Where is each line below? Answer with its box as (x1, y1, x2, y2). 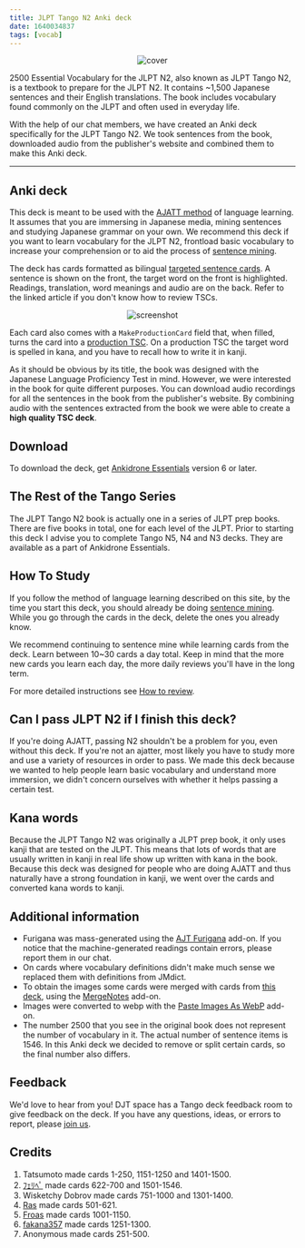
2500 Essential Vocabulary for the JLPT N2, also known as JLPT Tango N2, (9, 73, 292, 84)
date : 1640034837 (9, 22, 75, 31)
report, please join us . (9, 1118, 91, 1129)
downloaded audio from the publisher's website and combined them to (9, 138, 275, 150)
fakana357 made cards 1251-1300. (22, 1218, 152, 1230)
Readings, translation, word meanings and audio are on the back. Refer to (9, 282, 284, 293)
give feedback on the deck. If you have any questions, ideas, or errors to (9, 1108, 281, 1119)
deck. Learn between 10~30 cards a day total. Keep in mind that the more (9, 648, 284, 659)
